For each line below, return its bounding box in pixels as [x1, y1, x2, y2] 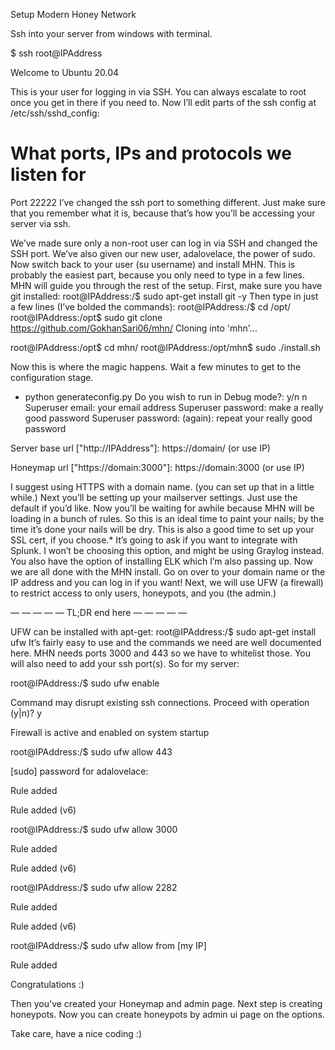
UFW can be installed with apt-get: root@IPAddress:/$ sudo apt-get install [10, 625, 317, 638]
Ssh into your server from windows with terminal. [10, 28, 213, 39]
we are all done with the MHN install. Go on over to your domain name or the [10, 565, 326, 578]
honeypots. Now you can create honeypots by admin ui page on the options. [10, 1008, 325, 1020]
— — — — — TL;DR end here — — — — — [10, 606, 188, 618]
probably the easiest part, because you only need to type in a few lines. [10, 269, 306, 281]
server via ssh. [10, 217, 72, 229]
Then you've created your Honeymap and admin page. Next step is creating [10, 997, 323, 1009]
